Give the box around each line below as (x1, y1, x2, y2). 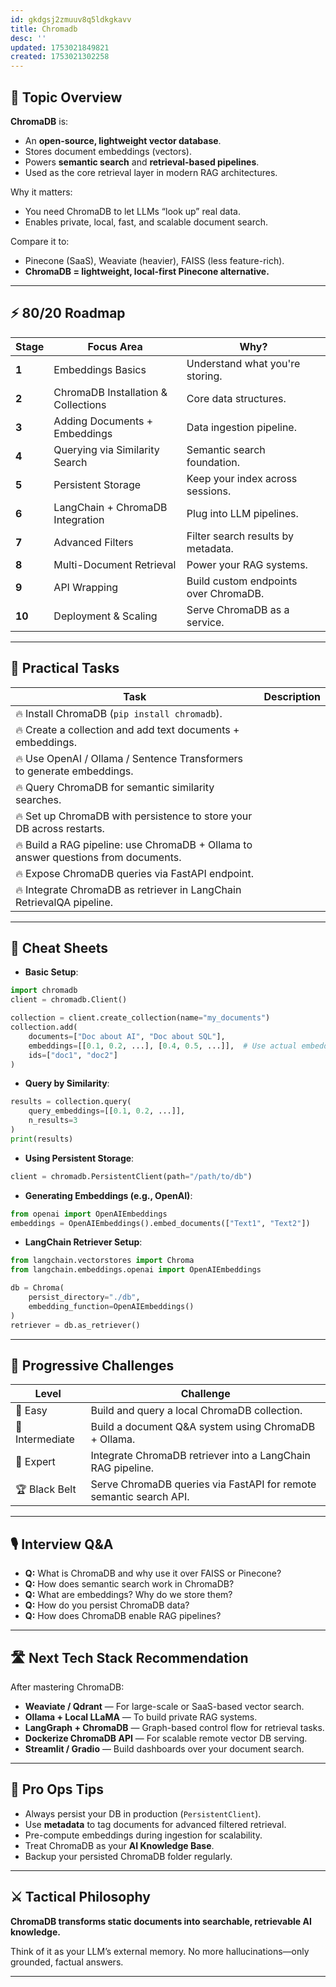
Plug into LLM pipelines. (186, 506, 299, 520)
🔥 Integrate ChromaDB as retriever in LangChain (15, 882, 242, 896)
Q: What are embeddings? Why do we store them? (24, 1589, 233, 1601)
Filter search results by (186, 529, 294, 543)
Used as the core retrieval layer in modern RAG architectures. (24, 166, 278, 178)
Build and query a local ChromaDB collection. (90, 1404, 303, 1418)
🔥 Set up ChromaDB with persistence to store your (15, 809, 253, 823)
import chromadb (10, 986, 78, 996)
